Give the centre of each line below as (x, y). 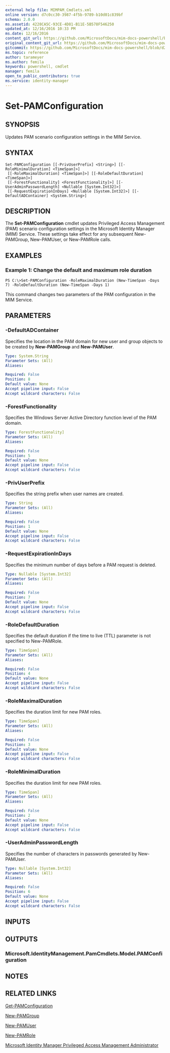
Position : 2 (18, 816)
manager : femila (22, 72)
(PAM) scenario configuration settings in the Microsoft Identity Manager (80, 229)
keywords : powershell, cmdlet (37, 67)
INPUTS (18, 922)
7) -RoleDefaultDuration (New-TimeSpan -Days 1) (57, 285)
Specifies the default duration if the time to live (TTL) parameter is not (78, 635)
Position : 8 (18, 379)
